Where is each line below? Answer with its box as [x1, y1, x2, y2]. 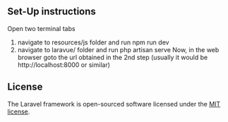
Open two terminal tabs [7, 24, 76, 32]
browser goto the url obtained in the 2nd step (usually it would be [17, 53, 208, 61]
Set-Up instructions [7, 6, 97, 18]
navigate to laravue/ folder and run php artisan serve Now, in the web [17, 45, 220, 54]
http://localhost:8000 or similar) [17, 60, 111, 69]
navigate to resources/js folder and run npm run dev [17, 38, 169, 47]
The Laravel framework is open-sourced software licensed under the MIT [7, 99, 221, 108]
